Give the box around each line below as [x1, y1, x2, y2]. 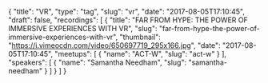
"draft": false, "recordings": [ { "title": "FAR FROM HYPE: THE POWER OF [8, 15, 248, 25]
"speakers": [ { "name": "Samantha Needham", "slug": [8, 57, 186, 67]
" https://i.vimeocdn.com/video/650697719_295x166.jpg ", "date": [8, 41, 222, 50]
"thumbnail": [119, 32, 162, 41]
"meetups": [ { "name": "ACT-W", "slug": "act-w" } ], [54, 49, 226, 58]
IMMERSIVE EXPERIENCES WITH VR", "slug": [8, 24, 158, 33]
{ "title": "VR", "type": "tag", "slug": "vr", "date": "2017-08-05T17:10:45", [8, 7, 246, 16]
